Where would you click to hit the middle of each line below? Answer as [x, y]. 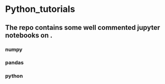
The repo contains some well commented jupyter [83, 28]
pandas [14, 63]
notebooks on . [29, 35]
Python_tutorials [40, 9]
